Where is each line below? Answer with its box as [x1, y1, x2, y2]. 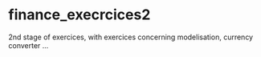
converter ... [8, 40, 49, 50]
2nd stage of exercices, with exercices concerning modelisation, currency [8, 32, 254, 42]
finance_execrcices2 [8, 6, 151, 24]
